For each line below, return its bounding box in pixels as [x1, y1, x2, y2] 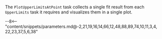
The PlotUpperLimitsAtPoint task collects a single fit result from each [5, 4, 144, 10]
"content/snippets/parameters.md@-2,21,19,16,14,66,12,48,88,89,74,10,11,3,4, [5, 24, 157, 29]
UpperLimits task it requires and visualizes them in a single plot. [5, 9, 133, 15]
